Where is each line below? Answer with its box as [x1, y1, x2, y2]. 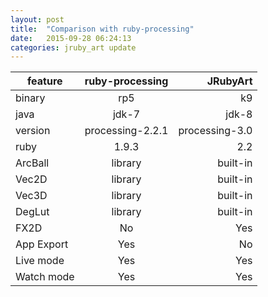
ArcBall [15, 156, 50, 170]
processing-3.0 [178, 124, 253, 138]
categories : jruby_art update [10, 42, 137, 53]
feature [27, 74, 63, 88]
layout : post [10, 14, 65, 25]
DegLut [15, 205, 50, 219]
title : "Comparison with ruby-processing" [10, 24, 195, 34]
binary [15, 91, 46, 105]
